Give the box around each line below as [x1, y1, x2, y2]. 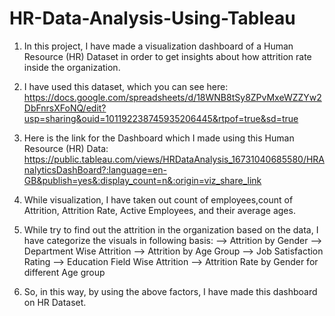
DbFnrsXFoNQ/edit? [23, 102, 107, 114]
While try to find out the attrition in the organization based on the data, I [23, 223, 319, 236]
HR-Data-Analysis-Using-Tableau [9, 7, 296, 30]
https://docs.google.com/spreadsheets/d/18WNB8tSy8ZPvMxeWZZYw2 [23, 91, 322, 103]
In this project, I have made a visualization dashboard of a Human [23, 40, 294, 52]
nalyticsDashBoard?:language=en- [23, 163, 167, 176]
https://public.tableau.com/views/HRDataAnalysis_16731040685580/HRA [23, 153, 325, 165]
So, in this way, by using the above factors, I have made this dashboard [23, 285, 318, 297]
